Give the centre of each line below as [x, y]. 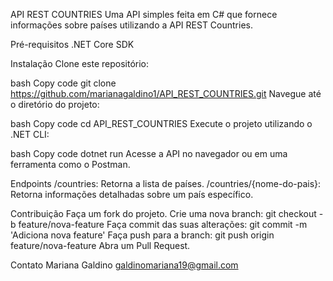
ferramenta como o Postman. [70, 164]
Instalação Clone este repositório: [79, 63]
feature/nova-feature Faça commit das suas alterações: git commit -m [163, 224]
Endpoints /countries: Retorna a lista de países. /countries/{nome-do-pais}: [166, 183]
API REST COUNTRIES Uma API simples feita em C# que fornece [144, 14]
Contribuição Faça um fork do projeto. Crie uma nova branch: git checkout [163, 213]
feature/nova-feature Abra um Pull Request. [100, 245]
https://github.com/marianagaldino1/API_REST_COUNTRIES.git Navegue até [166, 93]
